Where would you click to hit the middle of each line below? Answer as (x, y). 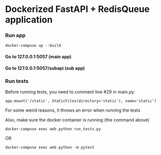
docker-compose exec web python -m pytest (50, 147)
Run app (15, 35)
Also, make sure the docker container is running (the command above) (77, 120)
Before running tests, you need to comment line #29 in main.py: (70, 92)
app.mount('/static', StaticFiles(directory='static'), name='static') (81, 101)
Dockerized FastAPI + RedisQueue (78, 9)
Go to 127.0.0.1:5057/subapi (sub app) (45, 68)
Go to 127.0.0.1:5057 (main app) (38, 57)
